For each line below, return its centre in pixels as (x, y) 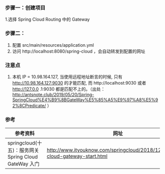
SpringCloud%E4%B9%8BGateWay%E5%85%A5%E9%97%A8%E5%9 (85, 100)
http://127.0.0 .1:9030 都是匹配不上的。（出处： (59, 89)
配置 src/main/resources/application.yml (53, 45)
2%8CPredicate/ (29, 105)
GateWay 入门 (24, 164)
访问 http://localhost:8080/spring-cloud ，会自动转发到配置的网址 (79, 51)
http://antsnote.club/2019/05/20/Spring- (53, 94)
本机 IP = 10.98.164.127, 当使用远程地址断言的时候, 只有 (67, 77)
